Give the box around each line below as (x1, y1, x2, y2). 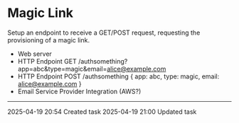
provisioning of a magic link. (7, 35, 90, 44)
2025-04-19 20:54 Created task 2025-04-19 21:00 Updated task (7, 107, 197, 116)
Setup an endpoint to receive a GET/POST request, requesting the (7, 28, 201, 37)
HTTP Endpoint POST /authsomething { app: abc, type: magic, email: (17, 72, 220, 81)
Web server (17, 49, 52, 58)
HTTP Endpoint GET (17, 57, 77, 65)
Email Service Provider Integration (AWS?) (17, 87, 142, 95)
